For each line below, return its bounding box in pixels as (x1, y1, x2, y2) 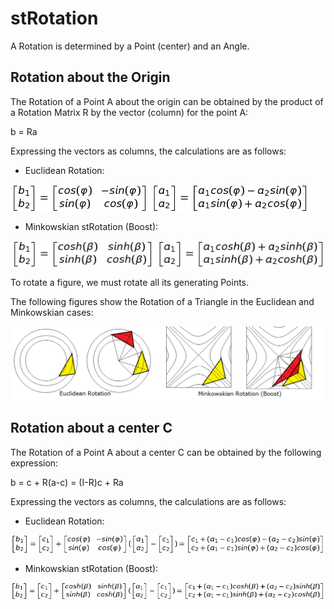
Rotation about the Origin (10, 69, 171, 86)
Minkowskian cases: (10, 307, 94, 319)
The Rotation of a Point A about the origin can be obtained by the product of (10, 95, 324, 107)
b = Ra (10, 125, 38, 137)
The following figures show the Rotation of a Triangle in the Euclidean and (10, 296, 315, 308)
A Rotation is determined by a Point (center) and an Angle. (10, 40, 250, 52)
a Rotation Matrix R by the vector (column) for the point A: (10, 106, 249, 118)
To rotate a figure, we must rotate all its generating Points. (10, 277, 250, 289)
